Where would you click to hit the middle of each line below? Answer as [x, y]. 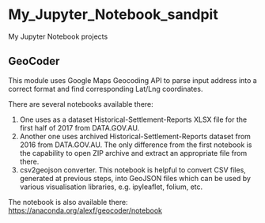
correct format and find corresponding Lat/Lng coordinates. [106, 89]
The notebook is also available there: [68, 202]
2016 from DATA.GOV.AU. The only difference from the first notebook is [136, 145]
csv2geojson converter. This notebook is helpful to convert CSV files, [133, 170]
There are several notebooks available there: [81, 104]
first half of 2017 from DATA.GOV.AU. [79, 127]
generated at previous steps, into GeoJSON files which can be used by [135, 178]
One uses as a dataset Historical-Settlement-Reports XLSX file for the [133, 119]
